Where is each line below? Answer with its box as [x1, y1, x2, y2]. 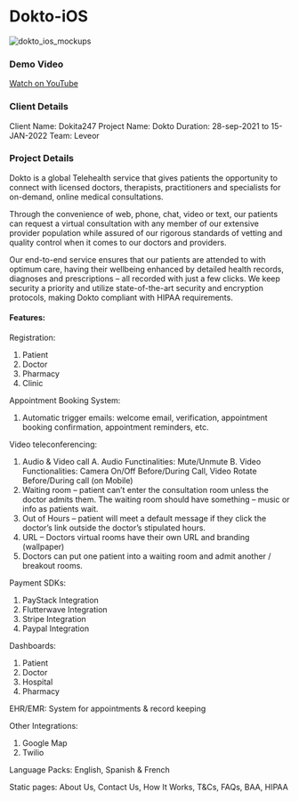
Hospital [21, 676, 53, 687]
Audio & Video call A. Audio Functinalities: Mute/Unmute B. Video [21, 457, 262, 467]
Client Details [9, 101, 69, 113]
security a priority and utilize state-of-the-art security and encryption [9, 282, 264, 293]
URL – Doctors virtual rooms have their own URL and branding [21, 532, 250, 543]
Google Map [21, 738, 69, 748]
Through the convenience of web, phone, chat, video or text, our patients [9, 208, 279, 219]
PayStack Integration [21, 595, 100, 606]
